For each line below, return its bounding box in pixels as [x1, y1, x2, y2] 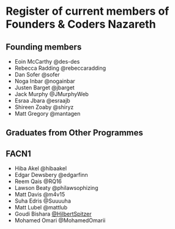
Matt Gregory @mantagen [14, 110, 81, 117]
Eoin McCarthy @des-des [14, 58, 80, 65]
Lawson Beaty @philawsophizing [14, 184, 99, 192]
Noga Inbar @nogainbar [14, 78, 76, 84]
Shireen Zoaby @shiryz [14, 103, 74, 111]
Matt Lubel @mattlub [14, 204, 68, 211]
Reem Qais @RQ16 [14, 178, 62, 185]
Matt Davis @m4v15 [14, 191, 65, 198]
